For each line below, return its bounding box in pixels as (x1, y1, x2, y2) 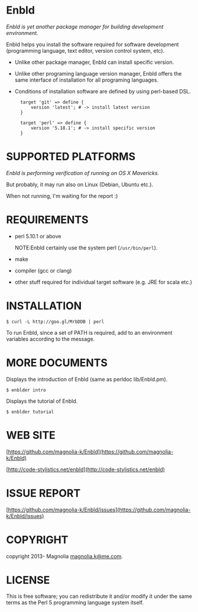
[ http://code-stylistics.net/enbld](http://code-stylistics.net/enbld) (6, 465, 165, 473)
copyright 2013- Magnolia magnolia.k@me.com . (6, 552, 123, 559)
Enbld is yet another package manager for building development (6, 23, 164, 30)
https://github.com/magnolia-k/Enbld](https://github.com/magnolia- (8, 448, 174, 455)
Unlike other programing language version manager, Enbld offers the (14, 70, 182, 77)
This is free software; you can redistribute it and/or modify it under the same (6, 592, 192, 600)
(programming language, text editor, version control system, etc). (6, 47, 165, 54)
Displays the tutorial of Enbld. (6, 397, 78, 404)
